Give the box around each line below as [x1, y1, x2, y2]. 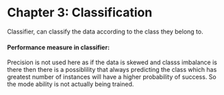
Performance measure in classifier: [7, 43, 110, 51]
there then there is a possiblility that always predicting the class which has [7, 66, 217, 74]
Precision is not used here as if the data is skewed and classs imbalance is [7, 58, 218, 66]
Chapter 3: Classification [7, 5, 153, 21]
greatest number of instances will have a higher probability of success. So [7, 73, 217, 81]
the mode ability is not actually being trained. [7, 80, 134, 88]
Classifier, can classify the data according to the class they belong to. [7, 27, 203, 36]
